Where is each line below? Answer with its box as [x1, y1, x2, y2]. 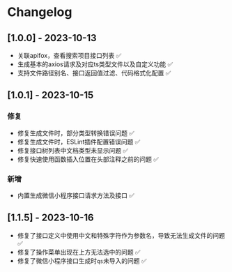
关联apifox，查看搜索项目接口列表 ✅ [17, 52, 122, 59]
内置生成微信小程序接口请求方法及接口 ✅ [17, 191, 134, 199]
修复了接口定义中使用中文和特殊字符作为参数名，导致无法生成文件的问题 [17, 231, 225, 239]
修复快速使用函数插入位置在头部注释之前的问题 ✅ [17, 155, 159, 163]
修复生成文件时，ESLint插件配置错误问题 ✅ [17, 137, 141, 146]
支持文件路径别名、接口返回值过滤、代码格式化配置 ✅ [17, 69, 171, 77]
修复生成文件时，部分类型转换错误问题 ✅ [17, 128, 134, 137]
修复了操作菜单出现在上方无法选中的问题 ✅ [17, 248, 141, 256]
